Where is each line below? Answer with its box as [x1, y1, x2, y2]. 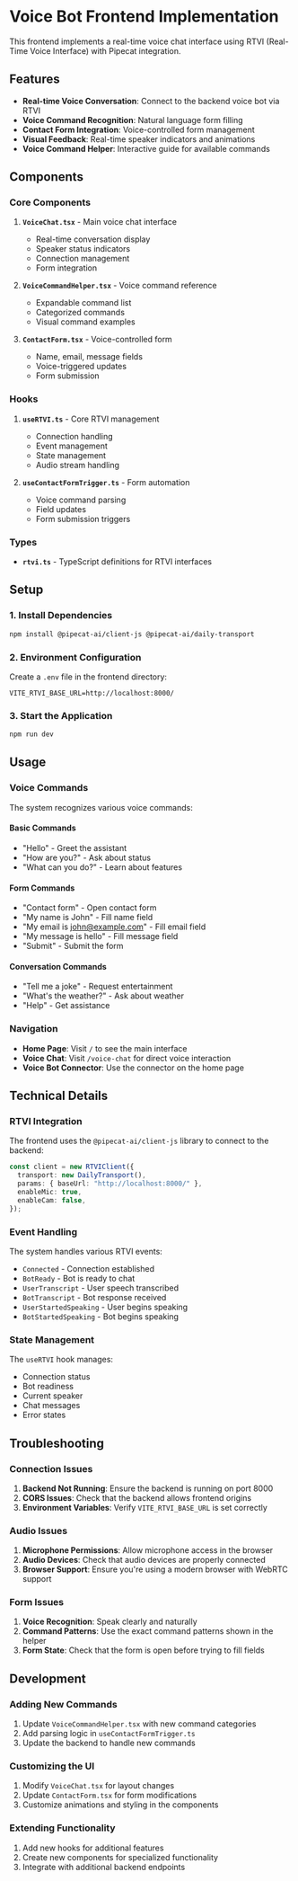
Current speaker [22, 1390, 83, 1401]
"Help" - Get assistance [22, 1000, 110, 1011]
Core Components [9, 196, 92, 209]
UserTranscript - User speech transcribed [22, 1282, 180, 1293]
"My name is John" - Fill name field [22, 912, 153, 923]
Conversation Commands [9, 961, 108, 972]
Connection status [22, 1371, 91, 1382]
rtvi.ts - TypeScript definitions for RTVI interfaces [22, 556, 213, 567]
